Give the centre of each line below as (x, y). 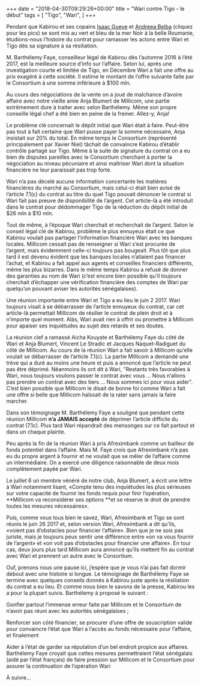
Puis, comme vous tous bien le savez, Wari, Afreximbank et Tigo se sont (95, 517)
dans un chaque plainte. (36, 432)
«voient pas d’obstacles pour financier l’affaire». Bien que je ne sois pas (95, 530)
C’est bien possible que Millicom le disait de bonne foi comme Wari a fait (96, 388)
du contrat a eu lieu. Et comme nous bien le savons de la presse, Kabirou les (100, 586)
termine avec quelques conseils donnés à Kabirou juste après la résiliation (98, 580)
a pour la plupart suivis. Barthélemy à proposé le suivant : (77, 593)
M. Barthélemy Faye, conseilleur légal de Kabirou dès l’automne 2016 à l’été (100, 57)
